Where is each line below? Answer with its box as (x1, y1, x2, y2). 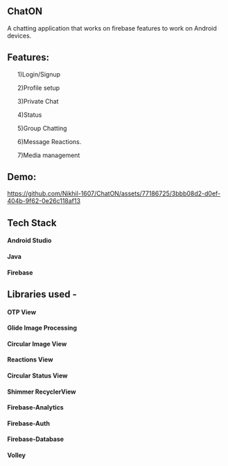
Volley (7, 451, 26, 459)
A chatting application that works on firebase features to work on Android (7, 24, 217, 32)
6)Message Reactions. (17, 137, 82, 145)
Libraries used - (7, 289, 78, 300)
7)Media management (17, 151, 80, 159)
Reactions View (7, 355, 53, 364)
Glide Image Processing (7, 323, 78, 332)
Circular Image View (7, 339, 67, 348)
